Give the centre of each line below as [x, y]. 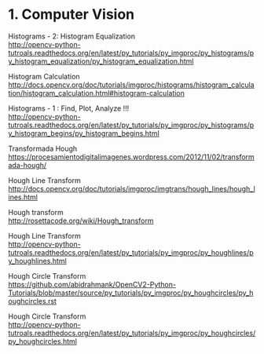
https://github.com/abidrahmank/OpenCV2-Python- [92, 284]
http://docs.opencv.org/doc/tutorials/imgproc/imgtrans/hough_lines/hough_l [132, 188]
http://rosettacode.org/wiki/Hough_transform [81, 221]
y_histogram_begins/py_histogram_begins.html [84, 133]
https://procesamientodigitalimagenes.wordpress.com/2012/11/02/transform [132, 157]
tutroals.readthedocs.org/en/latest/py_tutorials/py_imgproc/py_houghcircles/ [132, 333]
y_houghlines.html [37, 261]
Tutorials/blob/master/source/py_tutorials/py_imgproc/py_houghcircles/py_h [131, 293]
